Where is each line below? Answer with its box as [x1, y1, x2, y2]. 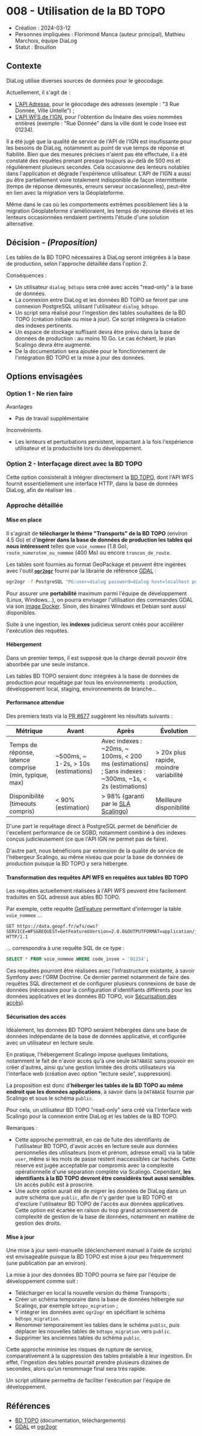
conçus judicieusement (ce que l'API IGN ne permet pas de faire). [6, 835, 168, 843]
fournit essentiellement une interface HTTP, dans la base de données [6, 480, 179, 487]
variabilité [155, 771, 183, 779]
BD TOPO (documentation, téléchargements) [14, 1417, 126, 1424]
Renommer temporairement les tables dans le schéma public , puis [14, 1321, 180, 1329]
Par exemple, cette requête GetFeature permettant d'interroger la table [6, 905, 182, 913]
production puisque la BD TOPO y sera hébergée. [6, 860, 129, 867]
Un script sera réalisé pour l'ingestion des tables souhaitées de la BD [14, 309, 186, 316]
